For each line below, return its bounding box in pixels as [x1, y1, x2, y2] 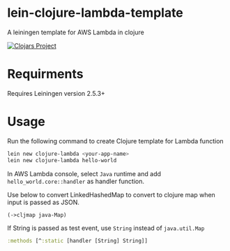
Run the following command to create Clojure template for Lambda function [7, 136, 224, 145]
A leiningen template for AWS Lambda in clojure [7, 28, 144, 36]
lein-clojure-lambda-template [7, 5, 183, 21]
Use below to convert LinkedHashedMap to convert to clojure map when [7, 190, 216, 199]
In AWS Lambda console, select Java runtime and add [7, 169, 162, 178]
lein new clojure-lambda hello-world [7, 157, 117, 164]
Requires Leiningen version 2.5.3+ [7, 89, 106, 97]
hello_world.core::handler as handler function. [7, 177, 145, 185]
